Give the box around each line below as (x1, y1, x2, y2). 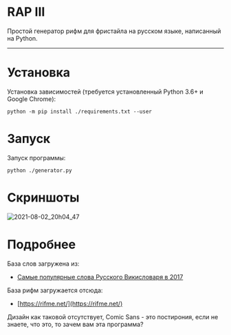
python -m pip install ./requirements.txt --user (7, 108, 153, 115)
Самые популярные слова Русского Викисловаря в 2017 (16, 272, 184, 281)
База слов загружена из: (7, 259, 80, 268)
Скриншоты (7, 190, 80, 205)
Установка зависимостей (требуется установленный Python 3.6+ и (7, 87, 204, 96)
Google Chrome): (7, 94, 56, 103)
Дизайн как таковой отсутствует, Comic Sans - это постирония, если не (7, 312, 219, 321)
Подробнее (7, 237, 76, 252)
